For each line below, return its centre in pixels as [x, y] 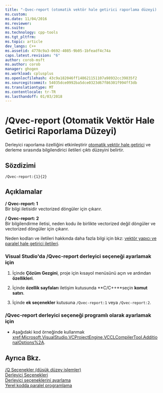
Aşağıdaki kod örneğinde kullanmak [48, 332]
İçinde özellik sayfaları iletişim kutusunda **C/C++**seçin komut [80, 288]
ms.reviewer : [18, 23]
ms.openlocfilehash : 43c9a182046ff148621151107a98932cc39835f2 [71, 78]
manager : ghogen [22, 69]
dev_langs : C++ [21, 46]
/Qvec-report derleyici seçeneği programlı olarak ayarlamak [78, 315]
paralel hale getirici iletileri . [32, 243]
